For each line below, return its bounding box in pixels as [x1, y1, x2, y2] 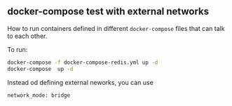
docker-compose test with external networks [7, 6, 209, 18]
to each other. [7, 32, 48, 40]
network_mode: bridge [7, 91, 71, 99]
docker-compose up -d [7, 65, 74, 72]
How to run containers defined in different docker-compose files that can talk [7, 24, 226, 32]
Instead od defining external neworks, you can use [7, 78, 154, 86]
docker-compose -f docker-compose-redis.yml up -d [7, 59, 158, 66]
